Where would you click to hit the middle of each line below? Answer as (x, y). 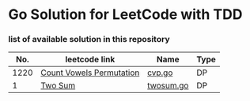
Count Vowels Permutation (90, 73)
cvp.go (160, 73)
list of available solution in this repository (89, 39)
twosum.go (168, 86)
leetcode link (90, 59)
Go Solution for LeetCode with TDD (125, 15)
